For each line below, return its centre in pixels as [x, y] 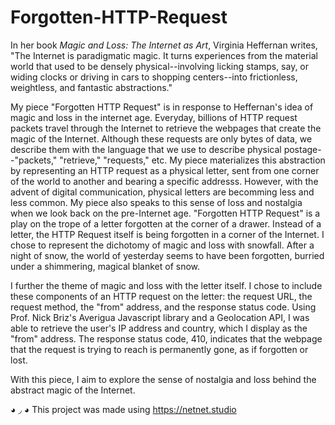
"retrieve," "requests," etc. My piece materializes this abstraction [192, 160]
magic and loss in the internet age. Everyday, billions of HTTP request [154, 117]
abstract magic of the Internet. [73, 390]
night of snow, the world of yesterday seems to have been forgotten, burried [167, 255]
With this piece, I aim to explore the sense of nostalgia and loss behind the [163, 379]
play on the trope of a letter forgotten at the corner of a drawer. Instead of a [166, 223]
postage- [302, 149]
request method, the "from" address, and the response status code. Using [163, 307]
